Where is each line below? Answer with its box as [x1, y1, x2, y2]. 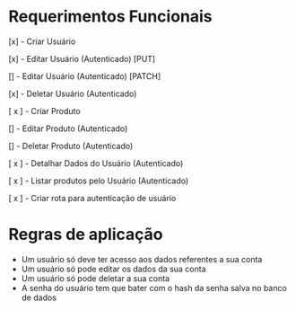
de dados [21, 292, 57, 303]
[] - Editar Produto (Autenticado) [8, 123, 128, 134]
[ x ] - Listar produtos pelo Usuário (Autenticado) [8, 175, 189, 186]
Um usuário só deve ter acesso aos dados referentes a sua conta [21, 253, 263, 264]
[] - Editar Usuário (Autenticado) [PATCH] [8, 70, 161, 82]
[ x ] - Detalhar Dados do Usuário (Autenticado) [8, 157, 184, 168]
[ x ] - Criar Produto [8, 105, 82, 116]
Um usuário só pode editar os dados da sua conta [21, 263, 207, 274]
